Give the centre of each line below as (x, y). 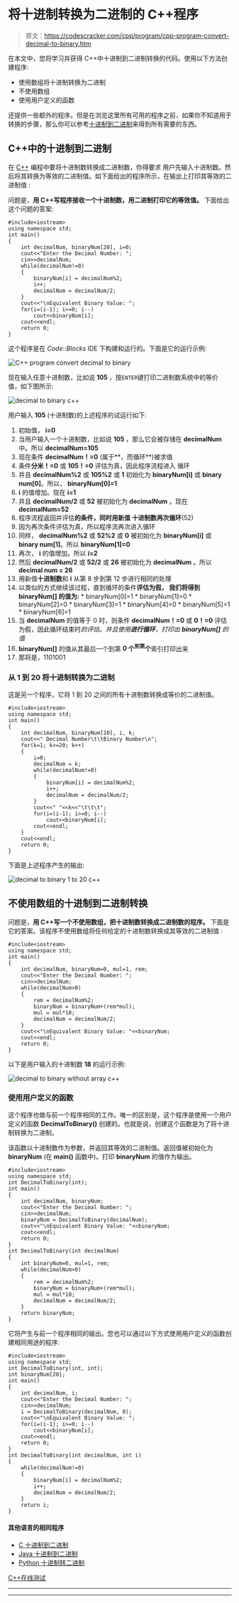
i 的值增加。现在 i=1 (47, 492)
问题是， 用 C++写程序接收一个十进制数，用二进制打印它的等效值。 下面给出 (119, 200)
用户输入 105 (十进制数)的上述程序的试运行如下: (78, 415)
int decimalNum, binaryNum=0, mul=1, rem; (84, 969)
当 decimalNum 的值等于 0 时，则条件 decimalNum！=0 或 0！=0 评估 (123, 620)
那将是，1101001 (42, 658)
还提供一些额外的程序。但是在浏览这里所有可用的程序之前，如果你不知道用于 (120, 115)
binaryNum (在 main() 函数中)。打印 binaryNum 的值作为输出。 (102, 1157)
